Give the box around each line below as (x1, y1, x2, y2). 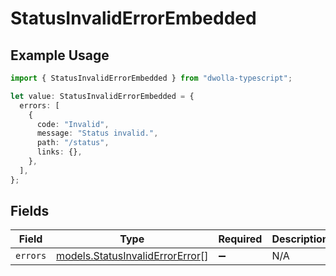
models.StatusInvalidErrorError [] (56, 249, 209, 263)
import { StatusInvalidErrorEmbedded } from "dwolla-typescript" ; (10, 73, 293, 83)
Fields (10, 203, 50, 220)
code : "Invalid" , (36, 119, 110, 129)
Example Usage (10, 47, 110, 64)
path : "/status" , (36, 138, 110, 148)
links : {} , (36, 147, 83, 157)
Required (218, 232, 263, 246)
